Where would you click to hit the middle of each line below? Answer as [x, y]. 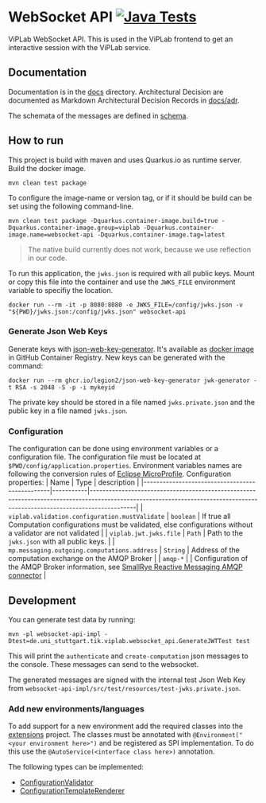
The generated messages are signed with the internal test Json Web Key [127, 680]
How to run [36, 140]
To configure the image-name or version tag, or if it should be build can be [130, 197]
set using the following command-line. [71, 206]
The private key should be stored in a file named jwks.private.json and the [132, 402]
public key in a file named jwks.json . [68, 411]
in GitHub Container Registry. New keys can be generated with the [117, 357]
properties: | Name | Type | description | [74, 482]
